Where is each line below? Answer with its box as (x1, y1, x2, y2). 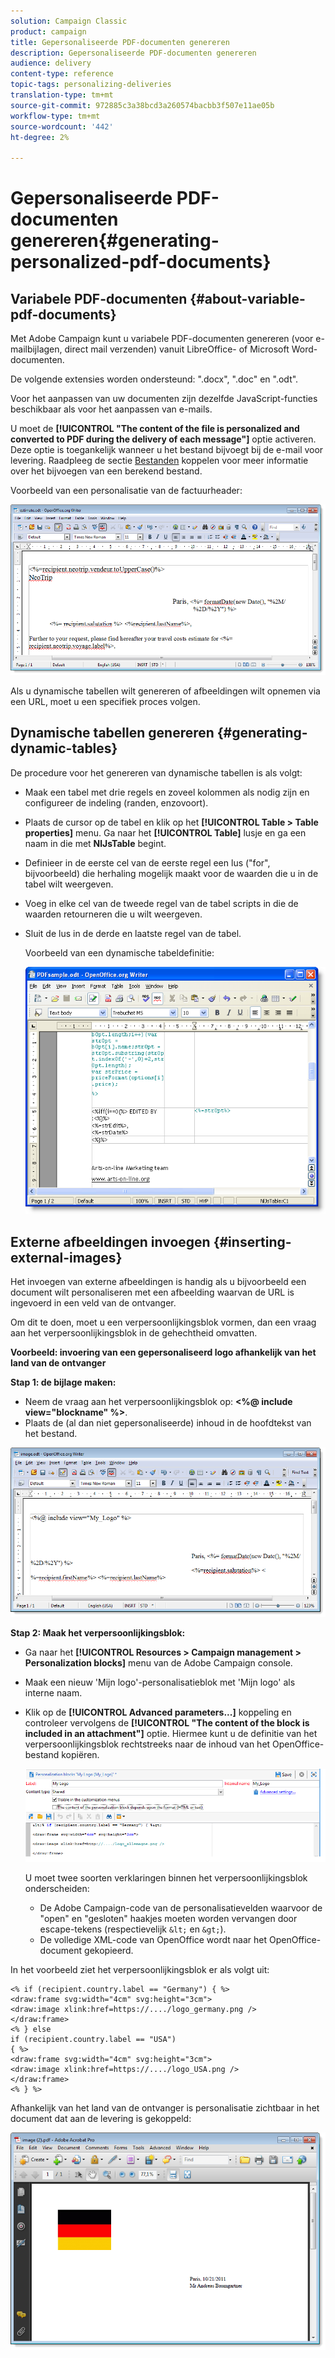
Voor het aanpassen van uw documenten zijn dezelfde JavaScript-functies (10, 393, 318, 405)
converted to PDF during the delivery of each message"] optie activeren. (10, 433, 317, 445)
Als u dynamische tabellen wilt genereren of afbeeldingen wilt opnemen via (10, 685, 321, 697)
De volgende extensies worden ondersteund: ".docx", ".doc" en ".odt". (10, 373, 299, 385)
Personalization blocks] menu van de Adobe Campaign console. (24, 1657, 293, 1669)
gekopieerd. (84, 1945, 134, 1957)
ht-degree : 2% (10, 132, 70, 142)
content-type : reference (10, 69, 114, 79)
